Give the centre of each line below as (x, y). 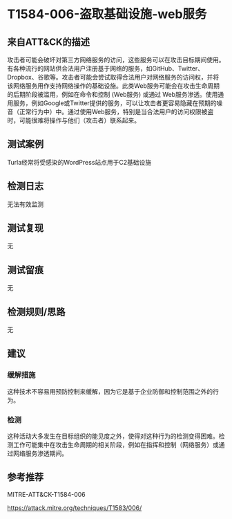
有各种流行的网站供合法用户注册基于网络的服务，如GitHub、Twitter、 (106, 69)
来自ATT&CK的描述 (48, 42)
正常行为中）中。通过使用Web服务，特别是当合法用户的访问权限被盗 (116, 112)
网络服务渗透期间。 (40, 453)
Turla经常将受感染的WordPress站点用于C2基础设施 (79, 162)
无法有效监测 (25, 204)
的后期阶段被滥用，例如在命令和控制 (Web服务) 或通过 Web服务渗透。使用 (113, 94)
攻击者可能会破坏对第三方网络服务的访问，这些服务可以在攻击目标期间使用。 (116, 60)
